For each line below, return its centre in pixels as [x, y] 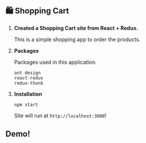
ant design [27, 73]
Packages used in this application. [55, 62]
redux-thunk [28, 83]
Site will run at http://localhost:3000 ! [60, 115]
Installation [28, 94]
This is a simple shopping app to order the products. [77, 39]
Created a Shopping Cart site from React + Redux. [76, 28]
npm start [26, 105]
